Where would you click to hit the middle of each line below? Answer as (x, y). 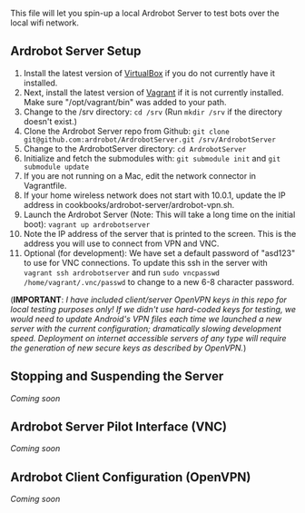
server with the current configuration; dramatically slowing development (146, 328)
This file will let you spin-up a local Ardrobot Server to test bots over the (145, 13)
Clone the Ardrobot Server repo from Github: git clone (126, 131)
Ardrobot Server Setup (76, 51)
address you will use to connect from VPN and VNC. (121, 243)
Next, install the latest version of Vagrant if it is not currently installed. (153, 92)
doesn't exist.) (50, 121)
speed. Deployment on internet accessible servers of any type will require (148, 338)
